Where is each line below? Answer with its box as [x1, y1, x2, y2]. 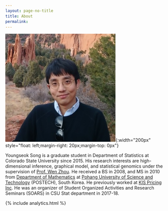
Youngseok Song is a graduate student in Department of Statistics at [5, 152, 149, 159]
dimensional [5, 163, 31, 169]
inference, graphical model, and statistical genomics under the [32, 163, 163, 169]
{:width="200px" [115, 137, 151, 143]
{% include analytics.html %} [5, 200, 66, 206]
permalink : [5, 19, 29, 24]
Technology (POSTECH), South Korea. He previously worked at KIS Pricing [5, 179, 162, 186]
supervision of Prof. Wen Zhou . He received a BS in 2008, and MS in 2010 [5, 169, 160, 175]
